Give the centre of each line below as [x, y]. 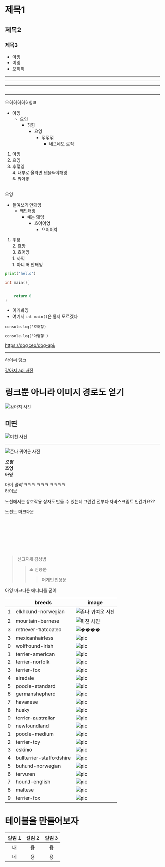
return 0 [23, 296]
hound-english [33, 782]
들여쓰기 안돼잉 [27, 205]
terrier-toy [28, 742]
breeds [43, 603]
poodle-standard [35, 686]
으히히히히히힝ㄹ [21, 102]
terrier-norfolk [32, 662]
